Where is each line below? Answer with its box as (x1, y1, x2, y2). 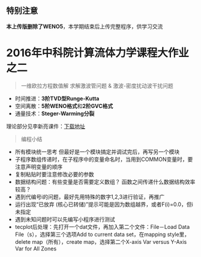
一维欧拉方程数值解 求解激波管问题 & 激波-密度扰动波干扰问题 (20, 82, 174, 89)
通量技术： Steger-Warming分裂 (14, 110, 95, 117)
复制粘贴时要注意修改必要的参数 (14, 171, 94, 178)
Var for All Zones (14, 245, 57, 252)
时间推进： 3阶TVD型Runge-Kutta (14, 95, 100, 102)
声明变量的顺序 (25, 163, 63, 170)
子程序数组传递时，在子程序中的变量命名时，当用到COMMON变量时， (14, 156, 188, 163)
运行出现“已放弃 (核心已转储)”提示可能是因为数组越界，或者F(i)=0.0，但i (14, 201, 193, 208)
